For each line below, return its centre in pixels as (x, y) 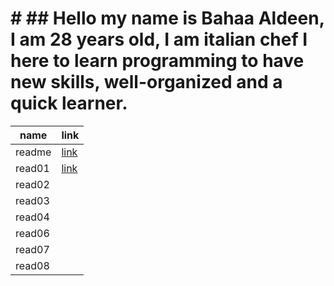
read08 (32, 265)
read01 (32, 168)
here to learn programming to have (157, 61)
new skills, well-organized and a (146, 82)
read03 (32, 200)
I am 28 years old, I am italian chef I (159, 39)
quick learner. (69, 103)
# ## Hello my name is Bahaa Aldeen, (167, 18)
